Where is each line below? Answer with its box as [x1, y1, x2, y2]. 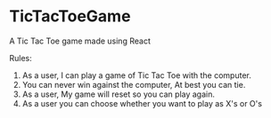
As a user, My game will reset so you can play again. [21, 89, 216, 99]
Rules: [9, 52, 33, 63]
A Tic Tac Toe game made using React [9, 35, 152, 46]
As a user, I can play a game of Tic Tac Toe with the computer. [21, 69, 251, 81]
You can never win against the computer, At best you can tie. [21, 79, 246, 90]
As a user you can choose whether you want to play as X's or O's [21, 98, 263, 108]
